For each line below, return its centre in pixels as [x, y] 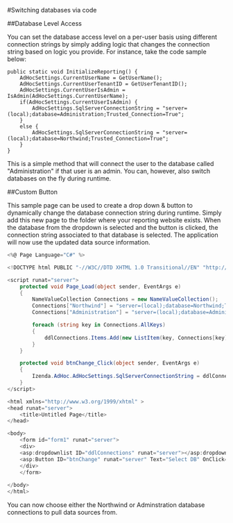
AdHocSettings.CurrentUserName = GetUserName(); [91, 78]
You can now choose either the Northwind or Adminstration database [106, 505]
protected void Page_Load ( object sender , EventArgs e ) [101, 287]
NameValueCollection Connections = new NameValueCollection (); [125, 299]
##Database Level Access [44, 23]
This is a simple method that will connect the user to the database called [111, 164]
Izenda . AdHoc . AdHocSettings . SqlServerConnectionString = [116, 376]
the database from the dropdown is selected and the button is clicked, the [113, 227]
